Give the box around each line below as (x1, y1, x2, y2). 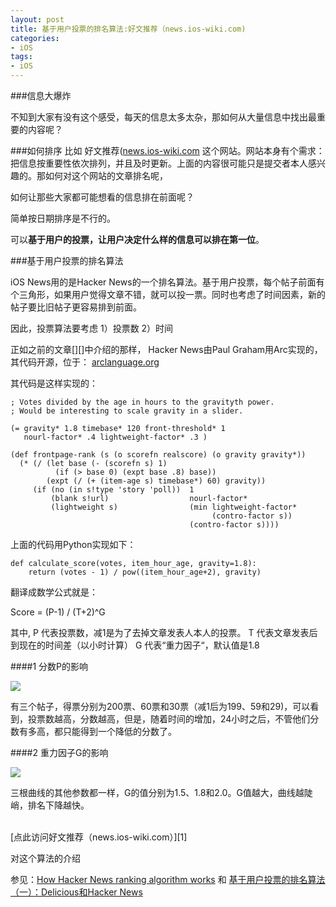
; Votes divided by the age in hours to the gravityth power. (10, 397, 275, 407)
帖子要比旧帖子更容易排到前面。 (10, 301, 142, 313)
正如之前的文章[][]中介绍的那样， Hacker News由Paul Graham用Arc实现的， (10, 344, 323, 355)
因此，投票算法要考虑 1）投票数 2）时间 (10, 322, 174, 334)
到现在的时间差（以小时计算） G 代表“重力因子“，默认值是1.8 (10, 639, 260, 651)
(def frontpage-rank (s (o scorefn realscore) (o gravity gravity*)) (10, 450, 307, 460)
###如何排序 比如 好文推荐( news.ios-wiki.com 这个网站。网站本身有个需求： (10, 145, 325, 156)
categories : (10, 33, 60, 43)
